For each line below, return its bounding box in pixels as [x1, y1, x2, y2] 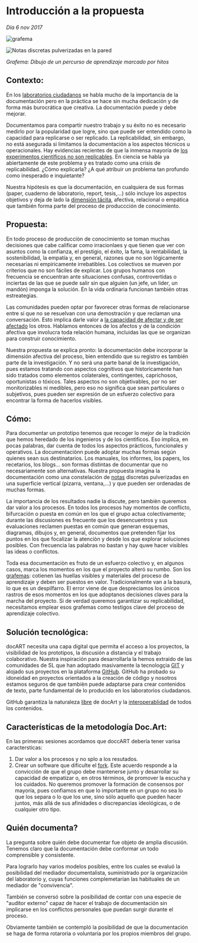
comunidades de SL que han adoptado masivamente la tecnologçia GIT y [6, 662, 184, 669]
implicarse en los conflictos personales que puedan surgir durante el [6, 906, 173, 913]
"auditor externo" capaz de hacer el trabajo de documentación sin [6, 899, 167, 906]
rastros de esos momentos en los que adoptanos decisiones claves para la [6, 591, 188, 598]
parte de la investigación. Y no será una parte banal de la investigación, [6, 359, 180, 366]
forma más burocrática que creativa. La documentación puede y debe [6, 104, 177, 111]
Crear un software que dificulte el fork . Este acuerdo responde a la [14, 762, 177, 769]
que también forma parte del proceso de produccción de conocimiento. [6, 202, 180, 209]
